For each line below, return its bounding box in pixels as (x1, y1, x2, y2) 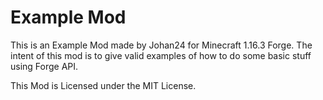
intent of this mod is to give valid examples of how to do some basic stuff (10, 49, 312, 61)
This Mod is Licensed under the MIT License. (10, 79, 197, 91)
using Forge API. (10, 60, 79, 72)
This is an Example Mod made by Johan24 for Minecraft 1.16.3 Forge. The (10, 39, 313, 51)
